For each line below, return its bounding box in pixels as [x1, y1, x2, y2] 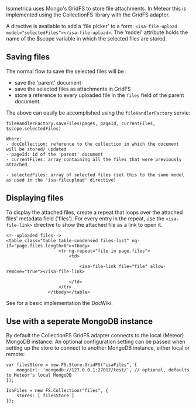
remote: [6, 351, 25, 358]
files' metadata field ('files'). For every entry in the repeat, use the [6, 214, 165, 222]
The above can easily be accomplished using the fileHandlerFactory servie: [6, 109, 191, 116]
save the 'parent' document [14, 79, 81, 86]
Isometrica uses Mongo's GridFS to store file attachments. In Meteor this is [6, 5, 187, 12]
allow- [150, 263, 166, 269]
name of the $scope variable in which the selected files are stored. [6, 35, 167, 42]
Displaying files [6, 193, 64, 203]
